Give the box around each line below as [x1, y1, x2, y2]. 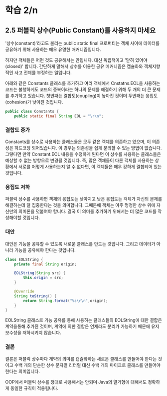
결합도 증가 [5, 126, 30, 133]
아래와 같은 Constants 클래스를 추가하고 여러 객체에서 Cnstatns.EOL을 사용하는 [5, 80, 161, 86]
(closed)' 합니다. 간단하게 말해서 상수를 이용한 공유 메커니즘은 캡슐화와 [5, 63, 143, 69]
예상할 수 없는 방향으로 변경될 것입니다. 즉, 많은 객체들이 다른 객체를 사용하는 [5, 157, 154, 163]
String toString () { [14, 293, 57, 298]
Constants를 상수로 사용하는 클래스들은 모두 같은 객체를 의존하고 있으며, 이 [5, 138, 151, 145]
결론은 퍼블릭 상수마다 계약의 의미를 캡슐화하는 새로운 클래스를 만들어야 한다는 [5, 355, 157, 361]
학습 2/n [5, 4, 38, 16]
